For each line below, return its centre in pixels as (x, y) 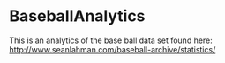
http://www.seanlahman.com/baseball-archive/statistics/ (112, 49)
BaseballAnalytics (77, 16)
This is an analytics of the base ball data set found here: (111, 40)
